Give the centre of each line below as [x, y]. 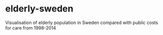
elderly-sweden [39, 9]
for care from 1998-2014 [31, 27]
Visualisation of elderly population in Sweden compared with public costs [82, 22]
